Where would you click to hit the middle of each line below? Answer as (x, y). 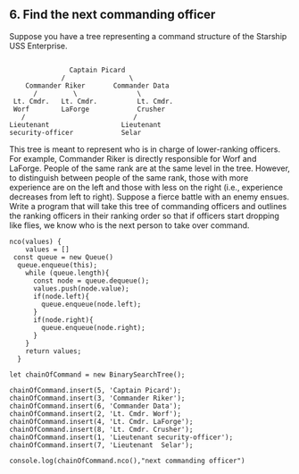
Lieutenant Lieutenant (86, 124)
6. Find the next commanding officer (112, 15)
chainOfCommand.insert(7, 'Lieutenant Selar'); (101, 445)
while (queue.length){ (67, 273)
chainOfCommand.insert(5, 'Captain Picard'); (95, 390)
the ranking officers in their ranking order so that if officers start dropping (144, 216)
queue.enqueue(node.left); (91, 304)
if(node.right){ (63, 320)
